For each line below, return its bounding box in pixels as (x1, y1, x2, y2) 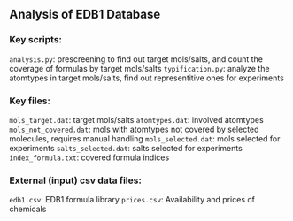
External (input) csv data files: (9, 174, 142, 187)
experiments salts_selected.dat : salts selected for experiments (9, 142, 243, 153)
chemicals (9, 203, 47, 215)
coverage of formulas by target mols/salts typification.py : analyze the (9, 63, 270, 73)
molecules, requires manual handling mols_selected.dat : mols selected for (9, 133, 281, 144)
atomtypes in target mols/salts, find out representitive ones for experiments (9, 72, 285, 83)
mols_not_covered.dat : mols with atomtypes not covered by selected (9, 124, 259, 134)
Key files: (9, 95, 51, 107)
